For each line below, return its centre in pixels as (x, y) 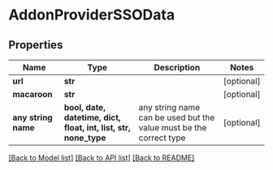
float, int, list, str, (97, 127)
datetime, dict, (92, 117)
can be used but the (177, 117)
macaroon (32, 94)
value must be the (173, 127)
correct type (162, 138)
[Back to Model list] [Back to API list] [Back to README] (102, 158)
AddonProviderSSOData (92, 15)
